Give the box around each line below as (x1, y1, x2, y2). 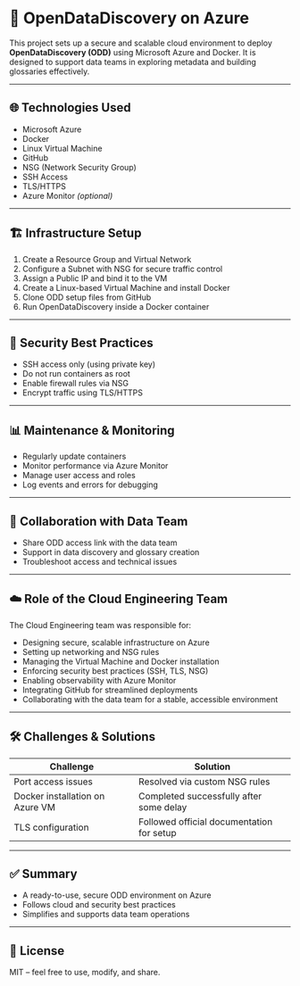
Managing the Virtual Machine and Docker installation (21, 656, 221, 667)
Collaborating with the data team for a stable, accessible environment (21, 693, 279, 704)
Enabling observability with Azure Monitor (21, 675, 177, 685)
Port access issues (13, 775, 94, 788)
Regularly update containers (21, 451, 127, 462)
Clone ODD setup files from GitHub (21, 292, 152, 302)
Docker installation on (13, 790, 105, 802)
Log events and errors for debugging (21, 479, 159, 490)
